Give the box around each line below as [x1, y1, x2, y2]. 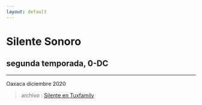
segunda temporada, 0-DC [6, 58, 109, 69]
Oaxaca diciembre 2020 [6, 80, 66, 87]
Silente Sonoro [6, 34, 81, 48]
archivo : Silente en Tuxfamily [20, 91, 94, 99]
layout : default [6, 8, 47, 15]
